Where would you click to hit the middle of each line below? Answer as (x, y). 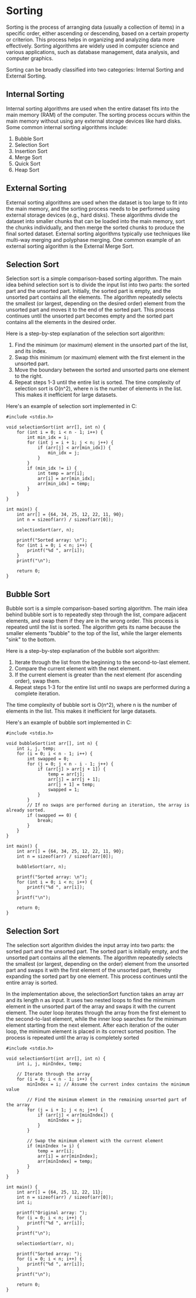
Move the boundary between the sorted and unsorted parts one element (102, 370)
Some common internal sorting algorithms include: (67, 127)
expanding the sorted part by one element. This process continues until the (97, 976)
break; (45, 821)
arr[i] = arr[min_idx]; (66, 479)
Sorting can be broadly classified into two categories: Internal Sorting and (95, 69)
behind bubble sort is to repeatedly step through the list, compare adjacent (96, 615)
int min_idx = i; (48, 438)
